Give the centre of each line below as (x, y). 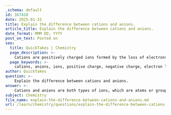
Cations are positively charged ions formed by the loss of (79, 57)
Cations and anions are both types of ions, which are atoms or (84, 90)
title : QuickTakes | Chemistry (43, 48)
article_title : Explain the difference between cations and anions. (79, 29)
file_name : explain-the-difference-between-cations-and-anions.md (77, 100)
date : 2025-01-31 (24, 19)
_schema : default (24, 10)
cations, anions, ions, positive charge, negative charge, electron (89, 67)
